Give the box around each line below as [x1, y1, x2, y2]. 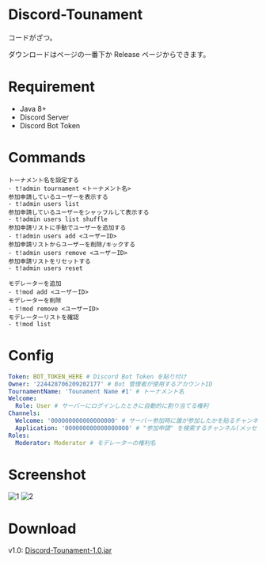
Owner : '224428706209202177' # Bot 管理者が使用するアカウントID [8, 380, 213, 388]
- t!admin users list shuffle [8, 215, 108, 223]
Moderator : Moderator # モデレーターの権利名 [15, 439, 156, 447]
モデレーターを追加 [8, 280, 62, 287]
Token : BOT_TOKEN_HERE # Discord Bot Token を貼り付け [8, 372, 188, 381]
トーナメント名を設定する [8, 176, 79, 184]
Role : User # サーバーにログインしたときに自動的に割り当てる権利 [15, 402, 209, 410]
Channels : [8, 409, 41, 417]
